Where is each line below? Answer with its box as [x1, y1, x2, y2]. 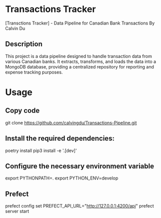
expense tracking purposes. [5, 69, 63, 75]
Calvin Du [5, 25, 25, 31]
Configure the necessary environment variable [5, 161, 154, 170]
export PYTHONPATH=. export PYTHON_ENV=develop [5, 175, 118, 181]
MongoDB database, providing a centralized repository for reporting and [5, 63, 154, 69]
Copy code [5, 106, 40, 115]
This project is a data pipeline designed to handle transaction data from [5, 53, 152, 59]
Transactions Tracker [5, 3, 96, 15]
